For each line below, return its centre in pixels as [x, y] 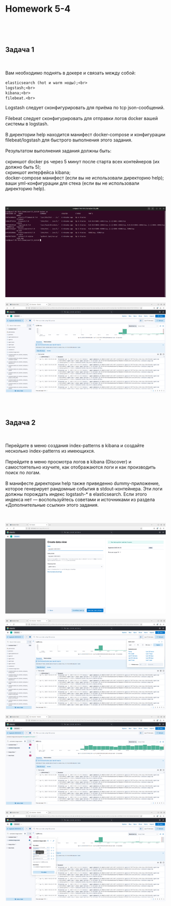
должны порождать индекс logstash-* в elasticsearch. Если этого [76, 494]
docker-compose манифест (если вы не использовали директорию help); [85, 178]
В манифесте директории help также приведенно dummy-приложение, [83, 483]
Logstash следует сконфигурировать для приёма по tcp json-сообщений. [85, 107]
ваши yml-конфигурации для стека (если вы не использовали [73, 183]
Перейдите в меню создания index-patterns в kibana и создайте [75, 446]
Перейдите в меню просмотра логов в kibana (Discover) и [68, 462]
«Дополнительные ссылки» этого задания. [52, 505]
